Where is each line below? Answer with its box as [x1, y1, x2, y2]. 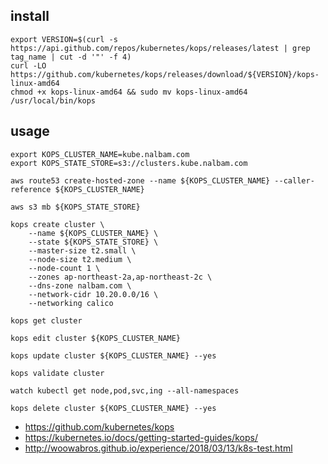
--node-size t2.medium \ [28, 254, 132, 264]
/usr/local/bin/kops [10, 95, 97, 106]
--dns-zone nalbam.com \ [28, 280, 132, 291]
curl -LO [10, 60, 47, 71]
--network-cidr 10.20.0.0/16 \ [28, 289, 159, 299]
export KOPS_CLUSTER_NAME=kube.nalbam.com [10, 149, 190, 159]
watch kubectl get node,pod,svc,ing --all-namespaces [10, 385, 240, 396]
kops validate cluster [10, 368, 105, 378]
